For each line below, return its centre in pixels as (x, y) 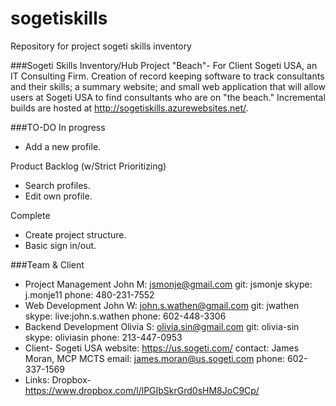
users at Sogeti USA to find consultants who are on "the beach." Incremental (168, 97)
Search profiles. (57, 185)
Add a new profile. (63, 146)
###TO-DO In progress (58, 127)
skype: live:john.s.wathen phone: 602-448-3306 (125, 316)
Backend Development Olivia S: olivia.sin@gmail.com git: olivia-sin (162, 326)
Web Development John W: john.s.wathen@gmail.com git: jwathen (162, 305)
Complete (30, 215)
